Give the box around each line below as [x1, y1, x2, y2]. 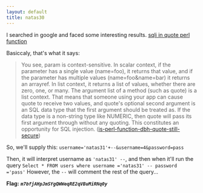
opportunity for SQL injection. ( [21, 125, 99, 132]
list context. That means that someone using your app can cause [21, 93, 184, 100]
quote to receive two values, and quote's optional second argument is [21, 99, 196, 106]
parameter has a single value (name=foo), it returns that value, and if [21, 67, 193, 74]
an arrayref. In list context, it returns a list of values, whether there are [21, 80, 196, 88]
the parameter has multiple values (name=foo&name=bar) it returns [21, 74, 190, 81]
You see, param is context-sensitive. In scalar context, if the [21, 61, 171, 68]
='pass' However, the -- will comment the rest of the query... [6, 168, 159, 175]
